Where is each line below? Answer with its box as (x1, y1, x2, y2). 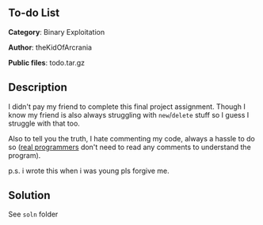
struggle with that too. (8, 118, 81, 128)
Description (8, 81, 67, 94)
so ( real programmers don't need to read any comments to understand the (8, 142, 251, 152)
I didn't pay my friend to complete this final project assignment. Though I (8, 102, 246, 111)
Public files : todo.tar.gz (8, 58, 86, 67)
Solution (8, 189, 51, 202)
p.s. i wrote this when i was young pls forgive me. (8, 166, 170, 175)
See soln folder (8, 209, 59, 219)
